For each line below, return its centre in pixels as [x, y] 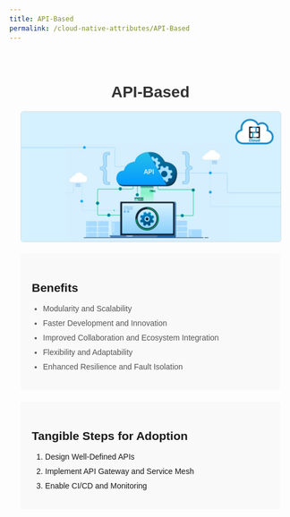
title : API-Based [42, 19]
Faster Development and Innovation [105, 323]
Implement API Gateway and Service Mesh [119, 471]
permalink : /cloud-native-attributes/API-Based [100, 28]
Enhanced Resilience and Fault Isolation [113, 367]
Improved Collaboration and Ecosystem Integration [131, 338]
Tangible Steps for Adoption [110, 436]
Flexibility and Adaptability [88, 352]
